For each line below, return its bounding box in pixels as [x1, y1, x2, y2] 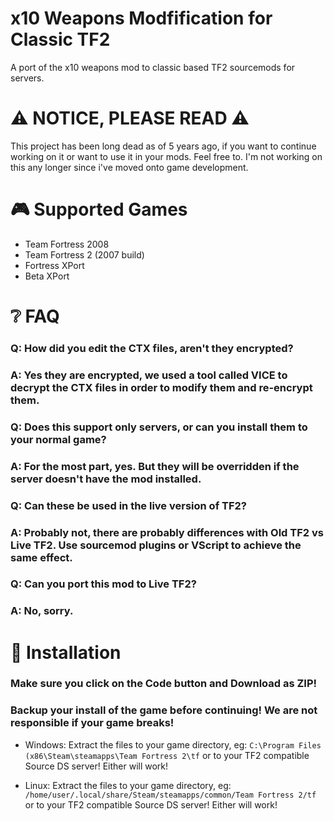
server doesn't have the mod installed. [10, 472, 202, 486]
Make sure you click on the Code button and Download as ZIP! [10, 677, 318, 691]
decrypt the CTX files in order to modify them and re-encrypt [10, 380, 313, 394]
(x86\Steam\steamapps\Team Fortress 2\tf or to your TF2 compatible [24, 749, 310, 761]
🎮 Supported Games [10, 198, 188, 221]
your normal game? [10, 432, 107, 446]
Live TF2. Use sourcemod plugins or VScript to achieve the [10, 538, 302, 552]
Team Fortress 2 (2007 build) [24, 248, 145, 261]
